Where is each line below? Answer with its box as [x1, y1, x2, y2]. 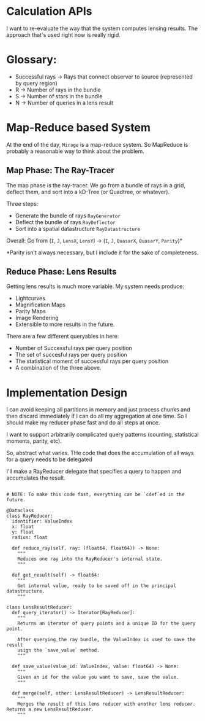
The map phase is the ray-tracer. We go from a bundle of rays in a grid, [6, 181, 185, 189]
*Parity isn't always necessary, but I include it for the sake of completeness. [6, 249, 199, 256]
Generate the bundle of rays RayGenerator [15, 212, 121, 219]
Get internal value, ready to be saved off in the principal [17, 583, 176, 589]
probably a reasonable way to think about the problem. [6, 147, 145, 155]
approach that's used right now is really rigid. [6, 31, 121, 38]
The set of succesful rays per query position [15, 351, 127, 359]
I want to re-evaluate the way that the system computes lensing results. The [6, 25, 198, 32]
